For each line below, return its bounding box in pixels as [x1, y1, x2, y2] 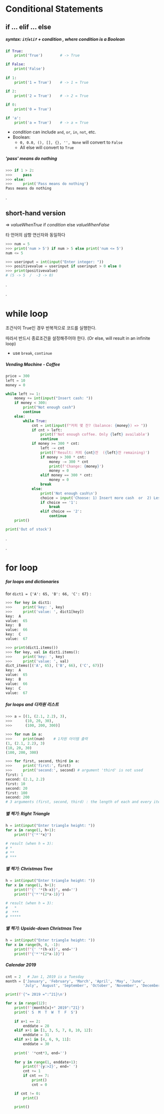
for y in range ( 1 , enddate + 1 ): [14, 1059, 78, 1064]
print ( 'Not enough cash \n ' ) [40, 491, 97, 496]
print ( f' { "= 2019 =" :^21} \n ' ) [5, 992, 67, 997]
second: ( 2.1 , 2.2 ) [5, 777, 45, 782]
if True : [5, 49, 23, 54]
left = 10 [5, 378, 26, 383]
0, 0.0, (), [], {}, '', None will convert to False [19, 139, 123, 145]
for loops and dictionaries [5, 578, 59, 584]
